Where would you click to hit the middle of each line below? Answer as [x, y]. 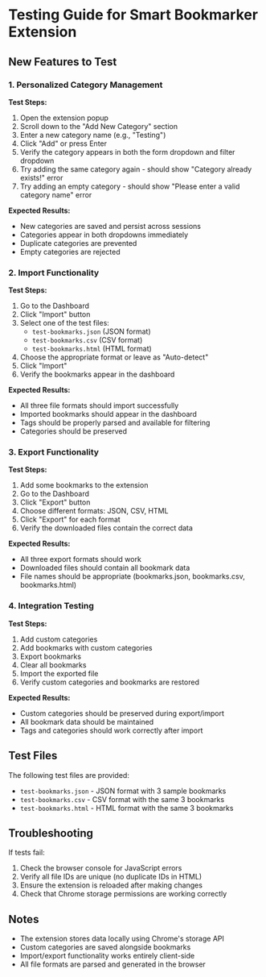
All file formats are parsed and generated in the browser [113, 964]
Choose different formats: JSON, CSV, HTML [94, 511]
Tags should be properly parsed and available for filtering [115, 423]
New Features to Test [63, 62]
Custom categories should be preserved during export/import [122, 713]
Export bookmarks [51, 656]
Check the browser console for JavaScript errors [101, 868]
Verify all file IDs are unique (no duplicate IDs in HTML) [111, 877]
